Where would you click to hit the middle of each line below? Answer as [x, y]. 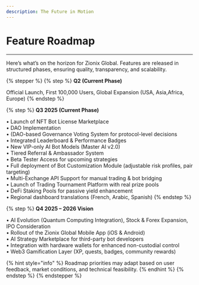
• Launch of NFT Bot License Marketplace [58, 121]
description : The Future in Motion [50, 12]
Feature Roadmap [51, 41]
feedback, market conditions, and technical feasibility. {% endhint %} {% [95, 269]
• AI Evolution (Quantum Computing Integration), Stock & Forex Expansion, [97, 220]
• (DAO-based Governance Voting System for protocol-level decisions [92, 134]
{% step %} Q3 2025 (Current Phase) [53, 110]
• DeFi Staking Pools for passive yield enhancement [70, 191]
